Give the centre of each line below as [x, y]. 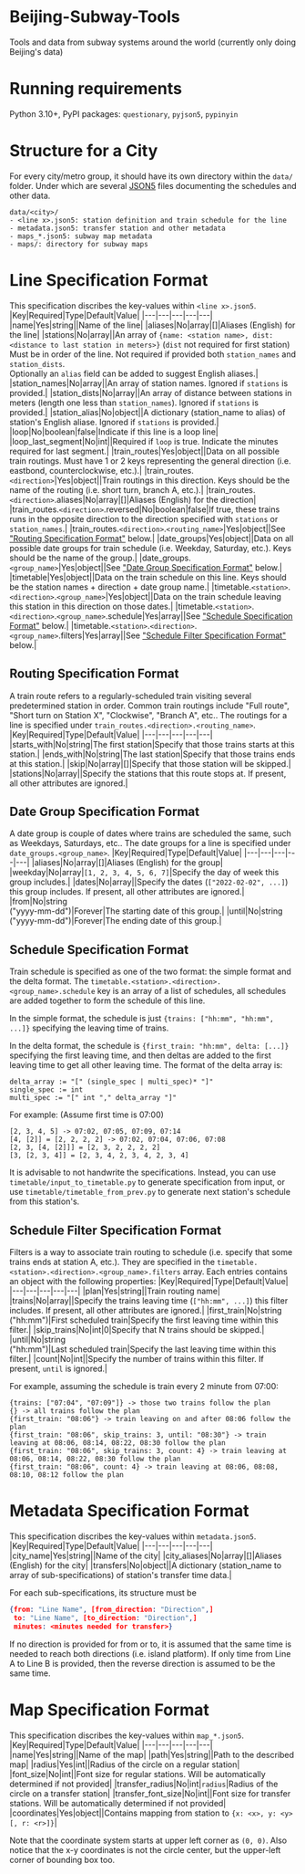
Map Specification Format [109, 1710]
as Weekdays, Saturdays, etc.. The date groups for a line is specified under [150, 843]
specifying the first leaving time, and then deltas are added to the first [140, 1055]
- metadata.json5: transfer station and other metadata [117, 228]
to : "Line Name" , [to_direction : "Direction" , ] [105, 1618]
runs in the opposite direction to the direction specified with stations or [144, 518]
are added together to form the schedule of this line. [107, 1000]
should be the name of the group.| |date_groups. [100, 558]
